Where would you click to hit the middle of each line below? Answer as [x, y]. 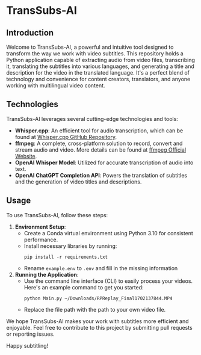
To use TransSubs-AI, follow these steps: [57, 215]
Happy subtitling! [27, 345]
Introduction [30, 33]
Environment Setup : [40, 227]
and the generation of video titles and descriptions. [78, 182]
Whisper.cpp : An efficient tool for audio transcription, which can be [99, 131]
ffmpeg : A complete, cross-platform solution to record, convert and [99, 143]
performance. [41, 239]
